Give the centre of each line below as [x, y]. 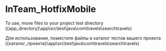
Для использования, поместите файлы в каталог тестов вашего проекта [83, 38]
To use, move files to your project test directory [54, 23]
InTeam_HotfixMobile [51, 9]
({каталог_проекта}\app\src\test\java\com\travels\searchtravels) [72, 43]
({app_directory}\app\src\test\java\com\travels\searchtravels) [69, 28]
